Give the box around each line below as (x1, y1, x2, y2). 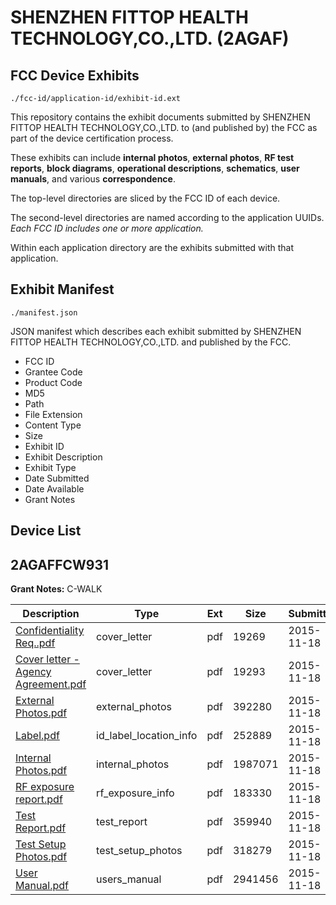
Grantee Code (24, 366, 83, 378)
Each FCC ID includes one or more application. (10, 222, 204, 234)
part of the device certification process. (10, 132, 174, 144)
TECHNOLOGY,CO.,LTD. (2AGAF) (10, 27, 290, 50)
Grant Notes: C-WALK (10, 583, 103, 595)
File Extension (24, 408, 83, 420)
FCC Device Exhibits (10, 67, 140, 84)
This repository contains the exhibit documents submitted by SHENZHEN (10, 111, 311, 123)
